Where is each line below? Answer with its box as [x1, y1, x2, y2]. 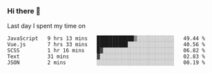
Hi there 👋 [7, 6, 41, 16]
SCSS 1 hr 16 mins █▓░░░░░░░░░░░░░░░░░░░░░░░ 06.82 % [7, 48, 206, 54]
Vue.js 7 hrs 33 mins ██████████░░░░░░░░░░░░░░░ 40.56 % [7, 41, 206, 48]
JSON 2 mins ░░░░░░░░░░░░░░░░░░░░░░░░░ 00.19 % [7, 59, 206, 66]
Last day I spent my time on [7, 22, 86, 30]
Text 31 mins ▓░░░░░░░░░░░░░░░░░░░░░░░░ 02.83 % [7, 53, 206, 61]
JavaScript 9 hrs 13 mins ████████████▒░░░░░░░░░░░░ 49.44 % [7, 35, 206, 42]
